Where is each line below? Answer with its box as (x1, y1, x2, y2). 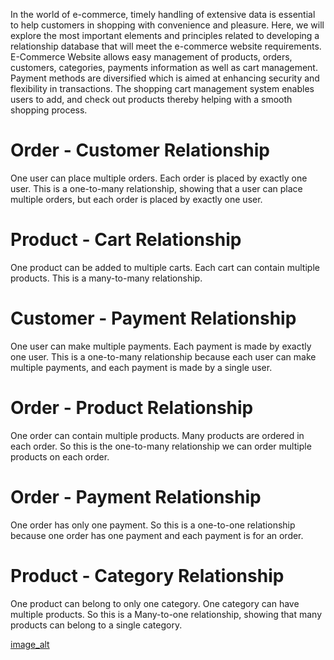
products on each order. (10, 450, 110, 463)
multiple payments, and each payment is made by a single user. (10, 361, 273, 373)
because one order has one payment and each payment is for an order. (10, 529, 304, 541)
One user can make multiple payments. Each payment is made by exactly (10, 340, 312, 352)
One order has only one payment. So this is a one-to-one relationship (10, 519, 296, 531)
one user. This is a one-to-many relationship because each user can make (10, 350, 317, 363)
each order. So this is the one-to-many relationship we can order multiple (10, 440, 312, 452)
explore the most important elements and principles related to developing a (10, 30, 320, 41)
